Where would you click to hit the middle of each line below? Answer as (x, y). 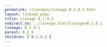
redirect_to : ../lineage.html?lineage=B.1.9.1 (53, 23)
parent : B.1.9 (19, 32)
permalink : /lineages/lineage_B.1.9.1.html (50, 10)
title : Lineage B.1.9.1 (29, 19)
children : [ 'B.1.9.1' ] (28, 37)
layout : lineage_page (27, 14)
